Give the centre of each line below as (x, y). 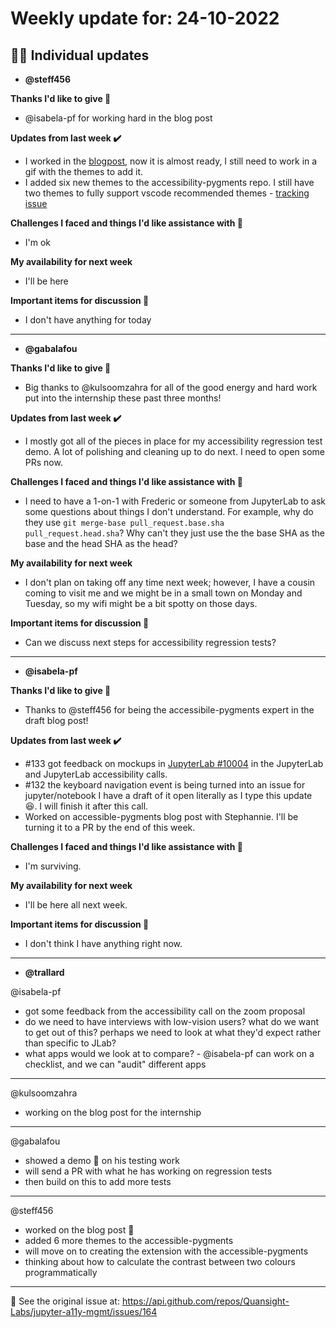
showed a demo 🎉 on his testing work (102, 1160)
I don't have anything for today (88, 320)
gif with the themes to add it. (83, 171)
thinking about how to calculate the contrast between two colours (160, 1261)
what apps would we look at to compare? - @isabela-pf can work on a (169, 1053)
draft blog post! (56, 720)
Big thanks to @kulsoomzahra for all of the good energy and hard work (171, 387)
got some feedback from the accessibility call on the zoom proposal (165, 1011)
